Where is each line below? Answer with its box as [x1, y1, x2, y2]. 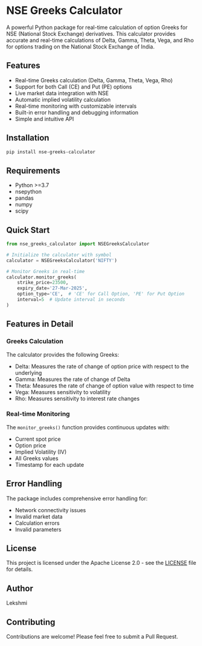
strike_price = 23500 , [17, 280, 69, 286]
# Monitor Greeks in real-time [6, 268, 85, 274]
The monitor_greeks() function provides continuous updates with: [6, 423, 170, 430]
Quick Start [6, 225, 50, 235]
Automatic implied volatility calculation [14, 96, 111, 103]
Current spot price [14, 435, 62, 443]
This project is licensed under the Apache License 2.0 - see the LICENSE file [6, 559, 197, 567]
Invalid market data [14, 513, 63, 520]
